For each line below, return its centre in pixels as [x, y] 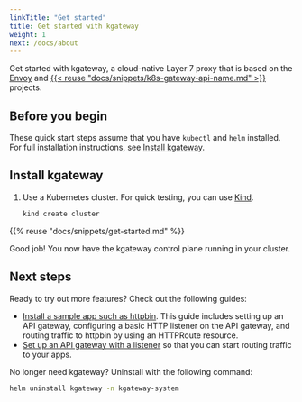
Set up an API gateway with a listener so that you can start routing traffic [157, 344]
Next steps [41, 277]
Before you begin [59, 116]
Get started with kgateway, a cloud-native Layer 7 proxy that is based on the [151, 69]
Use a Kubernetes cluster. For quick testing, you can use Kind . [138, 197]
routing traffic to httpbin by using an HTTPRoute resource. [130, 335]
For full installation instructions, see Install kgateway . [107, 147]
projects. [26, 87]
